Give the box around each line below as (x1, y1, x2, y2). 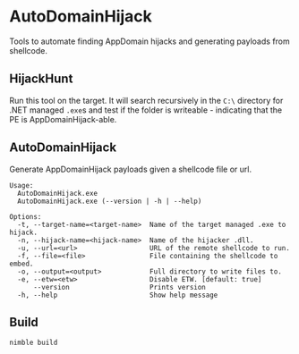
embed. (9, 259, 34, 268)
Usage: (9, 181, 34, 190)
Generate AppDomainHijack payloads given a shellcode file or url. (9, 164, 252, 174)
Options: (9, 212, 42, 221)
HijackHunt (9, 72, 73, 87)
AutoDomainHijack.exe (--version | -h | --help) (17, 197, 202, 206)
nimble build (9, 338, 58, 348)
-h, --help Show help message (17, 291, 218, 299)
